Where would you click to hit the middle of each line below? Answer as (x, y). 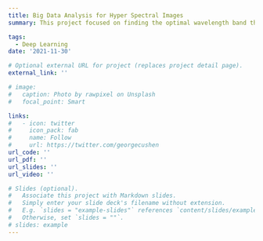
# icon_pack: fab (43, 130)
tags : (17, 37)
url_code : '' (29, 152)
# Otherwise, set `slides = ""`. (66, 217)
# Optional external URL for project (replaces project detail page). (126, 66)
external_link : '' (38, 73)
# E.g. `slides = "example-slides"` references (91, 210)
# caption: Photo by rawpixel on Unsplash (82, 94)
